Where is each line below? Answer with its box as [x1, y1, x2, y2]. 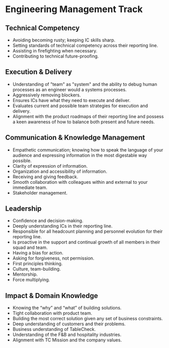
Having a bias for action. [12, 250, 64, 256]
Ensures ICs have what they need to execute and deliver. [12, 97, 131, 103]
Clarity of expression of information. [12, 163, 88, 169]
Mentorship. [12, 271, 38, 277]
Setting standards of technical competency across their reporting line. [12, 42, 158, 48]
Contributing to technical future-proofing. [12, 53, 99, 59]
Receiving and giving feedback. [12, 173, 78, 180]
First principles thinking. [12, 261, 63, 267]
